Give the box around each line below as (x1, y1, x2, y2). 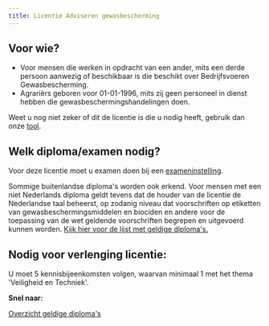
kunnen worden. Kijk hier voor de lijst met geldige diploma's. (8, 225, 209, 234)
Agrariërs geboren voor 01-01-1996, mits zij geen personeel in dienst (19, 89, 247, 98)
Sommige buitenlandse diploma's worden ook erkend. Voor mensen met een (8, 182, 262, 192)
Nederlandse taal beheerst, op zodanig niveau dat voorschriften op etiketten (8, 199, 261, 208)
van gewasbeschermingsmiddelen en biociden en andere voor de (8, 207, 226, 217)
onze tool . (8, 122, 42, 131)
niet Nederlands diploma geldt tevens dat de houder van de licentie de (8, 190, 242, 200)
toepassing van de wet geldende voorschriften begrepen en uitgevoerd (8, 216, 244, 225)
